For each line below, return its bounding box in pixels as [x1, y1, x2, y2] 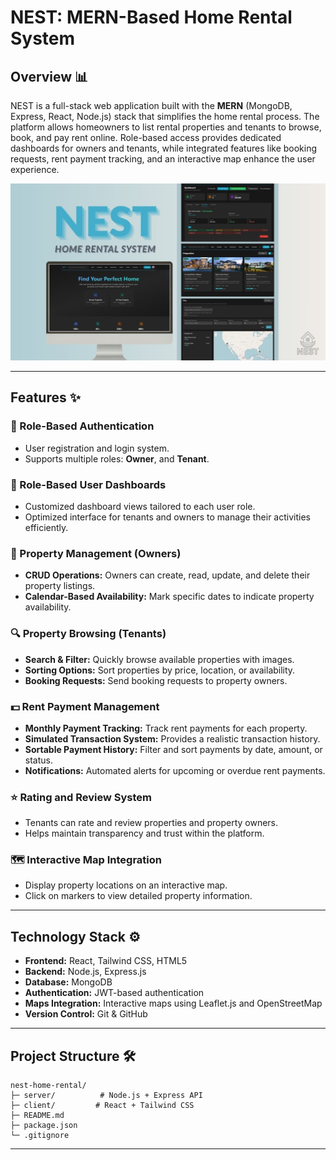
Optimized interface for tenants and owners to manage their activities [24, 511, 311, 523]
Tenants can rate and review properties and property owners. [24, 817, 279, 829]
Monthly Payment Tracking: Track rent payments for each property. [24, 722, 308, 734]
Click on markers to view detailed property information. [24, 890, 253, 902]
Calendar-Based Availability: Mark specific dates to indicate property [24, 591, 315, 603]
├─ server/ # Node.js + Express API [10, 1091, 203, 1101]
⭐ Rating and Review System [10, 790, 153, 804]
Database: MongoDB [24, 976, 113, 988]
